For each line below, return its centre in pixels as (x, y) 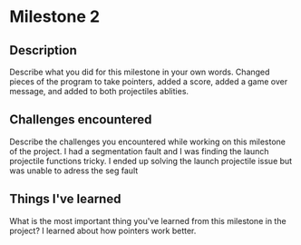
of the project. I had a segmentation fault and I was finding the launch (139, 151)
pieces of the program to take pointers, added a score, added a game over (149, 82)
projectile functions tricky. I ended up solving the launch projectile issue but (151, 161)
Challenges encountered (81, 120)
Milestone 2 (55, 17)
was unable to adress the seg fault (74, 171)
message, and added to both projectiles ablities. (99, 91)
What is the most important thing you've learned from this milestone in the (148, 220)
